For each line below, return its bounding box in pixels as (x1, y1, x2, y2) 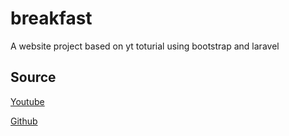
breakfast (10, 7, 93, 30)
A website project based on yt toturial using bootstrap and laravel (10, 40, 280, 52)
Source (10, 69, 57, 86)
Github (10, 115, 38, 127)
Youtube (10, 95, 45, 107)
